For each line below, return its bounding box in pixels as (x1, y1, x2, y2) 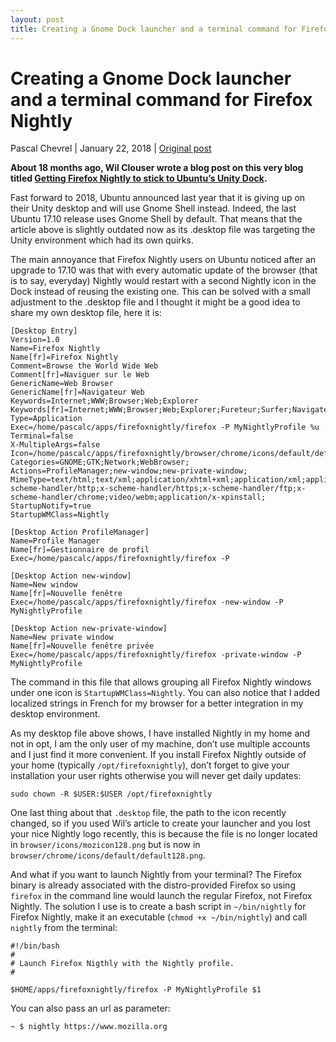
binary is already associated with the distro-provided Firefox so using (10, 879, 296, 891)
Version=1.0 (10, 335, 60, 345)
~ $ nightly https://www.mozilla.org (10, 1022, 168, 1032)
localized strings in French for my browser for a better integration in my (10, 697, 304, 710)
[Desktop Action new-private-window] (10, 624, 168, 634)
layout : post (10, 14, 65, 25)
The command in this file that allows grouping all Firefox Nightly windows (10, 676, 312, 688)
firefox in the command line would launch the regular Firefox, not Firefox (10, 890, 313, 902)
